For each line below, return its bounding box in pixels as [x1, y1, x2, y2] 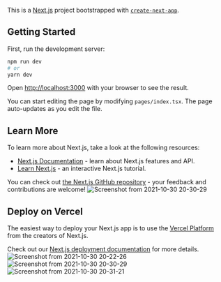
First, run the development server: [7, 45, 105, 53]
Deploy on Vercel [7, 205, 84, 217]
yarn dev [7, 71, 33, 78]
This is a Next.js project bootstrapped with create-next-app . [7, 6, 180, 14]
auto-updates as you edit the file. [7, 105, 102, 113]
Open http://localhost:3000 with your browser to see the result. [7, 84, 190, 92]
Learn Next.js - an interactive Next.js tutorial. [17, 164, 146, 173]
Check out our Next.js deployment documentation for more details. [7, 245, 199, 253]
